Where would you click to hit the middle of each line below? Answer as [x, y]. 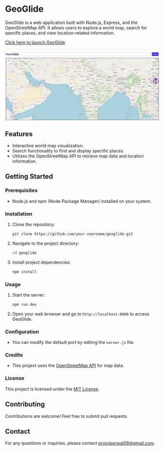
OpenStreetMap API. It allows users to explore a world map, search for [76, 27]
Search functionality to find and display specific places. [68, 151]
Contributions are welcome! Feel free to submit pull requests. [67, 416]
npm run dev [24, 304]
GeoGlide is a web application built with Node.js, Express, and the [71, 22]
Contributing [25, 404]
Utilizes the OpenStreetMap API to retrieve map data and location [78, 156]
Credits [14, 355]
